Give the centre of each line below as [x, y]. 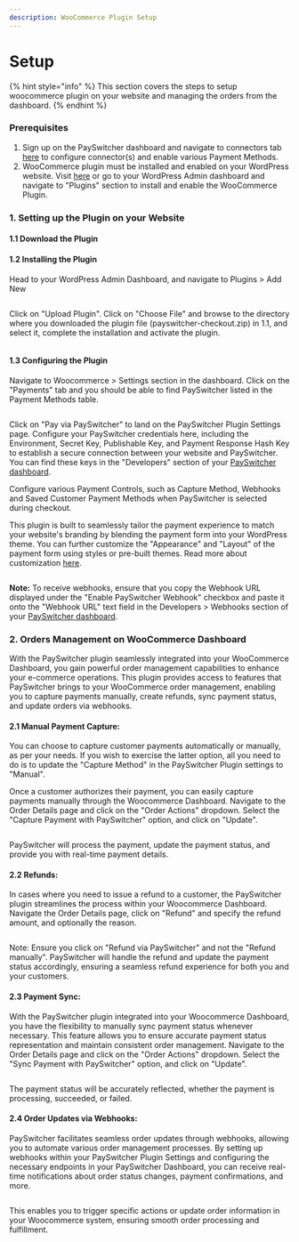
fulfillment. [29, 1230]
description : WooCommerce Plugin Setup [83, 17]
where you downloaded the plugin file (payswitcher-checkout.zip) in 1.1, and [148, 323]
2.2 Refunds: [34, 875]
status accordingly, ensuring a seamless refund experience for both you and [149, 967]
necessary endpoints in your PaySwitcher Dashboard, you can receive [138, 1166]
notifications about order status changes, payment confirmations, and [155, 1176]
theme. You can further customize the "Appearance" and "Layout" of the [142, 544]
